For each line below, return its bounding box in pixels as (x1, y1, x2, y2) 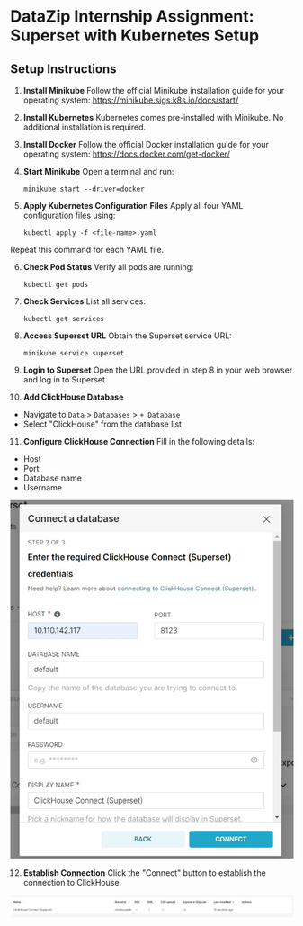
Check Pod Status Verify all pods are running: (22, 262, 194, 272)
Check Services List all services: (22, 296, 147, 307)
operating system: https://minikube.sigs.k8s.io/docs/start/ (22, 94, 239, 105)
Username (22, 482, 62, 492)
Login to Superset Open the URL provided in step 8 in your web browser (22, 364, 293, 375)
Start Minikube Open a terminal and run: (22, 166, 174, 176)
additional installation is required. (22, 121, 147, 132)
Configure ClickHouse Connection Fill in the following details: (22, 436, 255, 446)
